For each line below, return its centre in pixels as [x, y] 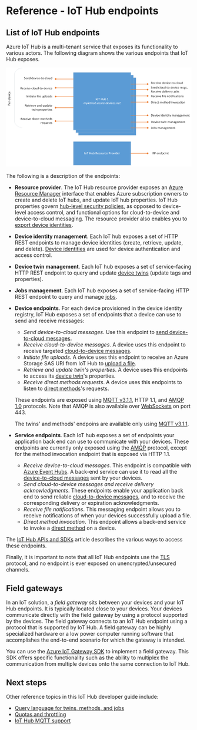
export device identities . [44, 225]
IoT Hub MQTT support [43, 721]
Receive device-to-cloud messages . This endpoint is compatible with [107, 465]
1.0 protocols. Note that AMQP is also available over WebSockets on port [103, 406]
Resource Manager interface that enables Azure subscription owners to [101, 194]
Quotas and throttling [40, 715]
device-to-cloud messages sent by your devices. [83, 478]
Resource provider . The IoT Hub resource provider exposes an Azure [99, 187]
